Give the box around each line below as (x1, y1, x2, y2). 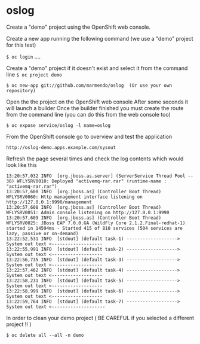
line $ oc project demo (6, 71, 62, 78)
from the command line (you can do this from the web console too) (6, 111, 171, 118)
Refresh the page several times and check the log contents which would (6, 155, 184, 162)
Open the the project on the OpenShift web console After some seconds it (6, 98, 189, 105)
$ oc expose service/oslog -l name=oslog (6, 122, 111, 129)
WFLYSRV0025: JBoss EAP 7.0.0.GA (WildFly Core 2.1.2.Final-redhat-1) (6, 220, 186, 226)
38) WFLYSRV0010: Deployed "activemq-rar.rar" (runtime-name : (6, 178, 167, 184)
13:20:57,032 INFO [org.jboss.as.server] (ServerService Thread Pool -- (6, 173, 194, 179)
